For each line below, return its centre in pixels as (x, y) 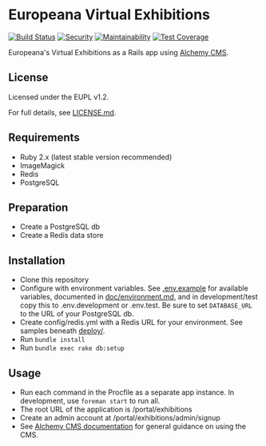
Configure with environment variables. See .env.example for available (134, 288)
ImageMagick (42, 165)
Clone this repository (54, 280)
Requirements (44, 138)
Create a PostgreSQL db (60, 227)
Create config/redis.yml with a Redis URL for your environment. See (131, 323)
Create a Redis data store (62, 235)
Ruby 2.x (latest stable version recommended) (96, 157)
